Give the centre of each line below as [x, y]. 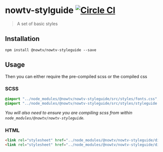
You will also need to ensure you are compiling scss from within [69, 112]
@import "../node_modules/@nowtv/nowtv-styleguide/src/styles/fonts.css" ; [82, 99]
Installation [22, 39]
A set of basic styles [37, 24]
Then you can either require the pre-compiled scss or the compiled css [76, 76]
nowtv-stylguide [39, 10]
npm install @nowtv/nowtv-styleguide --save [51, 50]
